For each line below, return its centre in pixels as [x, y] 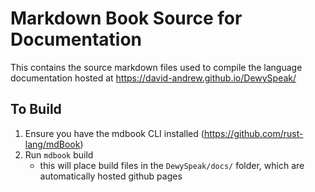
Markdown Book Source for [126, 18]
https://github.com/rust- [253, 133]
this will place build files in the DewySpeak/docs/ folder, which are [172, 165]
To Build [36, 109]
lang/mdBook [52, 144]
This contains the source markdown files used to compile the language [156, 67]
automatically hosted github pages [111, 176]
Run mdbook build [59, 154]
